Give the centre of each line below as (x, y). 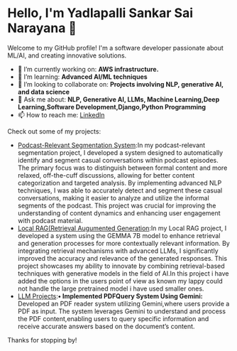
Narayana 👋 (42, 28)
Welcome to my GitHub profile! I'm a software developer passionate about (115, 48)
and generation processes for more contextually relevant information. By (124, 243)
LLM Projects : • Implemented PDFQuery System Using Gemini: (110, 296)
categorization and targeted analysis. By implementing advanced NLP (120, 183)
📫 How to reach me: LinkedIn (61, 114)
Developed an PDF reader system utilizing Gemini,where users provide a (123, 303)
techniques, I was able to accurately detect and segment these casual (120, 190)
